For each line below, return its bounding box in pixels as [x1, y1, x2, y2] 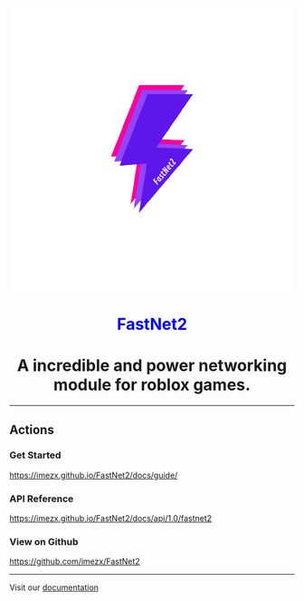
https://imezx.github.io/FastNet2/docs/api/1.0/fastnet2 [9, 513, 213, 524]
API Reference [9, 492, 74, 505]
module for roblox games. [52, 374, 252, 395]
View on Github [9, 536, 79, 548]
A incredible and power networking [16, 355, 288, 376]
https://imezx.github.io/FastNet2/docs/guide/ [9, 470, 178, 480]
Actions [9, 422, 54, 437]
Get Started [9, 449, 62, 461]
